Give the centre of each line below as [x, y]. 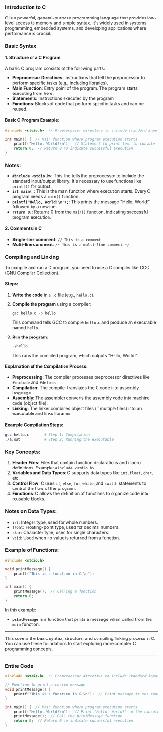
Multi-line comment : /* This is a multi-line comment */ [71, 244]
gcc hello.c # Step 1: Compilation [48, 435]
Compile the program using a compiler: [52, 304]
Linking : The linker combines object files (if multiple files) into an [77, 408]
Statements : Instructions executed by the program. [63, 98]
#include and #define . [34, 382]
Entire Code [19, 666]
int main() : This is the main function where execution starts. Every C [81, 191]
